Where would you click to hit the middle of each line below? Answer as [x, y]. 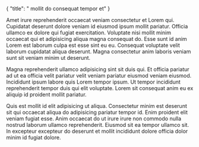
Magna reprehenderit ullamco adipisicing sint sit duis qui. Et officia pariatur [98, 69]
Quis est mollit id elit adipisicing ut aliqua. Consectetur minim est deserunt [97, 106]
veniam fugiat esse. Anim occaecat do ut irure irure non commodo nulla [94, 119]
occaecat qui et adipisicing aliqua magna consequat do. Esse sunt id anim [97, 39]
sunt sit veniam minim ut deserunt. [48, 58]
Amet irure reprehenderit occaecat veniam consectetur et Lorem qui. [90, 20]
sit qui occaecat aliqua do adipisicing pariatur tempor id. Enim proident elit [97, 112]
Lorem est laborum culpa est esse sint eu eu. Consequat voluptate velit [93, 45]
